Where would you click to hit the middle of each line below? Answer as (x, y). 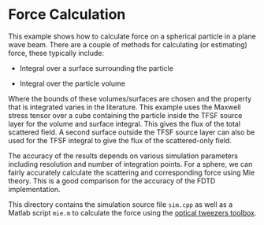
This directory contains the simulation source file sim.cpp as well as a (121, 204)
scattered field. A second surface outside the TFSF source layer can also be (132, 132)
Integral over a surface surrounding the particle (96, 68)
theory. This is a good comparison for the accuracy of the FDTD (112, 181)
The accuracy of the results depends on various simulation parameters (123, 156)
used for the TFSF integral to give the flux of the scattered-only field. (120, 140)
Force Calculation (67, 15)
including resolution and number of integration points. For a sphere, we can (130, 164)
